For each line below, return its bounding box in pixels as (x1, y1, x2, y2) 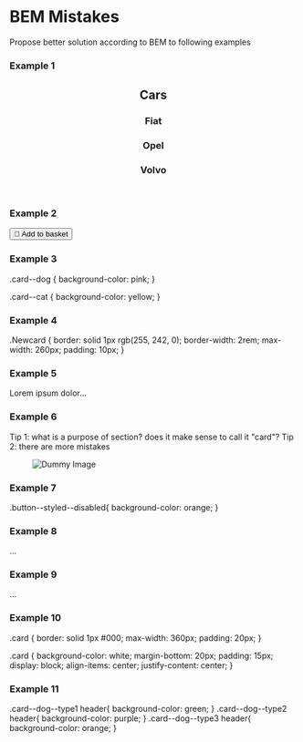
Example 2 (9, 207, 57, 220)
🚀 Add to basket (14, 230, 68, 239)
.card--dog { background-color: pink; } (9, 273, 155, 284)
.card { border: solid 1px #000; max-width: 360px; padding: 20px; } (9, 632, 262, 644)
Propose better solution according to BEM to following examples (9, 36, 251, 47)
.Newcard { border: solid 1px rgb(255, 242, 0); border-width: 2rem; (9, 335, 260, 345)
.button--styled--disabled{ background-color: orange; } (9, 501, 219, 512)
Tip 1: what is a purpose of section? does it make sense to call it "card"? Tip (9, 431, 295, 442)
